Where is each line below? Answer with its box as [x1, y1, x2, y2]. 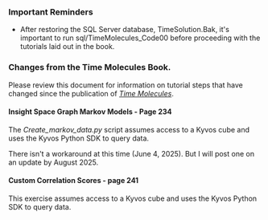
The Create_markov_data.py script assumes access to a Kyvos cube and [8, 124, 250, 134]
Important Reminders [8, 6, 94, 18]
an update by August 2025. [8, 157, 99, 167]
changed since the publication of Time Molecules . [8, 88, 175, 98]
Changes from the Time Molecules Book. [8, 62, 171, 73]
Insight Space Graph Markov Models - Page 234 [8, 107, 172, 116]
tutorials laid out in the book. [19, 42, 115, 51]
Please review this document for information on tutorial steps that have [8, 79, 244, 90]
